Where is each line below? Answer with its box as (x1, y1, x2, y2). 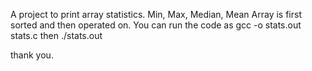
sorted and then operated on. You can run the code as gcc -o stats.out (10, 19, 302, 31)
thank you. (10, 49, 54, 61)
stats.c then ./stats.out (10, 30, 103, 41)
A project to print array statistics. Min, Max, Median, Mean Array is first (10, 9, 302, 20)
